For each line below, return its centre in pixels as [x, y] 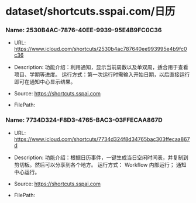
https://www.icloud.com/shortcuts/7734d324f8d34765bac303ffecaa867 [102, 139]
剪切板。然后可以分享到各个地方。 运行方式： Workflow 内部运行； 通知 [100, 164]
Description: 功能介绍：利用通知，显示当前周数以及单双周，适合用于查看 [101, 67]
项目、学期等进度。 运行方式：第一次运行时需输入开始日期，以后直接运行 [102, 75]
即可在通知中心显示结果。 [45, 82]
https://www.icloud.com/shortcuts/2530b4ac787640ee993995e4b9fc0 [101, 49]
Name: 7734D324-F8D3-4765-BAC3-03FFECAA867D [84, 120]
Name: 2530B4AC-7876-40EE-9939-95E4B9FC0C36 [84, 30]
